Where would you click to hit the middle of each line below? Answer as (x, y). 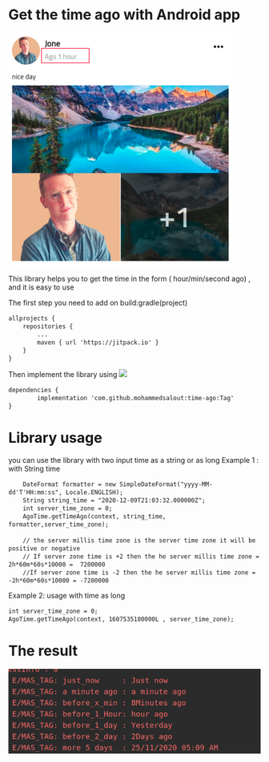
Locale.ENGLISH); (94, 492)
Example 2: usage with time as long (67, 595)
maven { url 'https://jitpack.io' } (98, 342)
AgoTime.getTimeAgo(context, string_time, (94, 516)
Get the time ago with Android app (124, 15)
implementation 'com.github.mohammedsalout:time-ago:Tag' (136, 398)
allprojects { (32, 318)
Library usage (55, 438)
